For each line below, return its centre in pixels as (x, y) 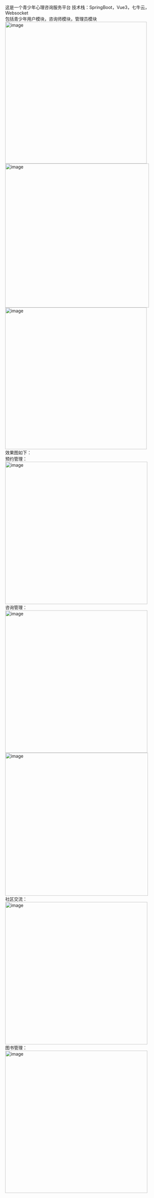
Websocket (17, 13)
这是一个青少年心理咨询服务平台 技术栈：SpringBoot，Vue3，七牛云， (77, 7)
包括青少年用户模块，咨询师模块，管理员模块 (51, 19)
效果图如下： (18, 453)
